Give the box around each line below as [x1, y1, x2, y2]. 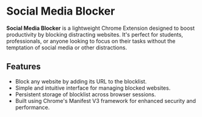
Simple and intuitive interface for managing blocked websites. [15, 84, 171, 91]
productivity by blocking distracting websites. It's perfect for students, [6, 30, 183, 38]
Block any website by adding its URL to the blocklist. [15, 77, 147, 85]
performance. [15, 104, 50, 111]
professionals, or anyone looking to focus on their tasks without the [6, 37, 176, 44]
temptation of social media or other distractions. [6, 44, 127, 51]
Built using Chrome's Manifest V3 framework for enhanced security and [15, 97, 197, 104]
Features [6, 62, 41, 72]
